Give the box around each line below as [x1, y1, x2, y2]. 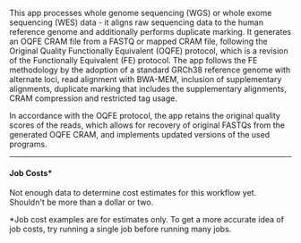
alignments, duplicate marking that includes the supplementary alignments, [9, 84, 287, 94]
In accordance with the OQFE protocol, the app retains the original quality [9, 111, 280, 121]
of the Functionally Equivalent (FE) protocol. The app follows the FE [9, 55, 258, 65]
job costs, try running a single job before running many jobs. [9, 223, 232, 235]
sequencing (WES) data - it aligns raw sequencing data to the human [9, 17, 264, 28]
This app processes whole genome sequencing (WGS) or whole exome [9, 8, 272, 18]
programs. [9, 138, 47, 149]
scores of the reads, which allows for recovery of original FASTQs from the [9, 120, 285, 130]
